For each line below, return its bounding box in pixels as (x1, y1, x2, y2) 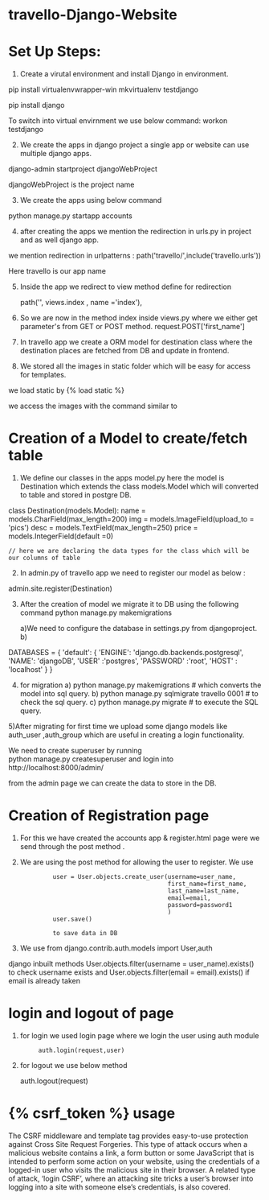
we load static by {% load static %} (8, 386, 124, 395)
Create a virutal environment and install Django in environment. (19, 69, 229, 79)
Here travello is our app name (8, 266, 107, 276)
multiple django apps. (19, 149, 92, 159)
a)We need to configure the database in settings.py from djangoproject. (19, 624, 258, 633)
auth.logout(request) (19, 1076, 88, 1086)
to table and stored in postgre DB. (19, 490, 132, 500)
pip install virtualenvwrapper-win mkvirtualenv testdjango (8, 85, 199, 94)
